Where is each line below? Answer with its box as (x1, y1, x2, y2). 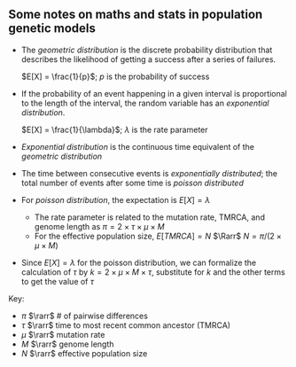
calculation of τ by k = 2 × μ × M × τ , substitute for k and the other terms (20, 266, 285, 277)
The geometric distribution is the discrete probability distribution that (20, 44, 273, 55)
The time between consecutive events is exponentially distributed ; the (20, 168, 278, 178)
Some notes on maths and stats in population (8, 7, 263, 22)
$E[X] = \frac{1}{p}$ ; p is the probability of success (20, 71, 210, 82)
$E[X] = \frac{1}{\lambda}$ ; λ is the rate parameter (20, 124, 209, 135)
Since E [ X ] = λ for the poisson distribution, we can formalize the (20, 257, 257, 268)
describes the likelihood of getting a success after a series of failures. (20, 53, 277, 65)
